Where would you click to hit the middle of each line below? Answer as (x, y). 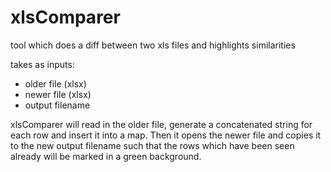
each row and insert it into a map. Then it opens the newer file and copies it (166, 135)
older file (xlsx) (55, 83)
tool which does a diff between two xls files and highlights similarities (153, 45)
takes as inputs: (42, 64)
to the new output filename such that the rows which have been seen (152, 145)
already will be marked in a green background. (106, 156)
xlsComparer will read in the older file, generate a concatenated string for (161, 124)
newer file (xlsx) (58, 94)
